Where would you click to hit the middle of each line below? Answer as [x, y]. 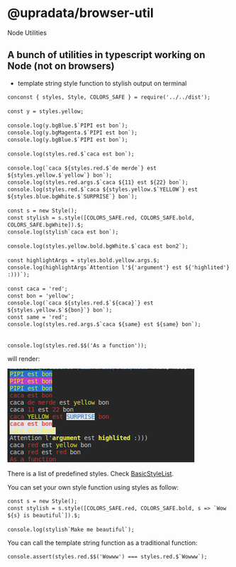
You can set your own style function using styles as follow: [93, 487]
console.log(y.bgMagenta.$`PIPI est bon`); [73, 133]
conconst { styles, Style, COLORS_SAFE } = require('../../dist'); [109, 97]
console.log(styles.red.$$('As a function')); [77, 346]
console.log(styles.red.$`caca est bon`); [71, 154]
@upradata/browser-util [80, 13]
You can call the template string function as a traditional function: [102, 543]
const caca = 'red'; [38, 289]
